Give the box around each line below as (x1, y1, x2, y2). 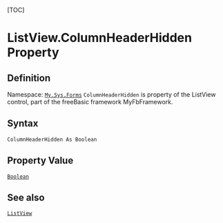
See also (7, 192, 45, 204)
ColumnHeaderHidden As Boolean (7, 136, 97, 143)
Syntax (7, 117, 39, 130)
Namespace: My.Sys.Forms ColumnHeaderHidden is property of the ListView (7, 90, 216, 99)
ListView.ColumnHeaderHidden (7, 30, 192, 46)
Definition (7, 72, 50, 84)
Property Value (7, 155, 74, 166)
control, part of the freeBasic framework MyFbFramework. (7, 98, 174, 106)
